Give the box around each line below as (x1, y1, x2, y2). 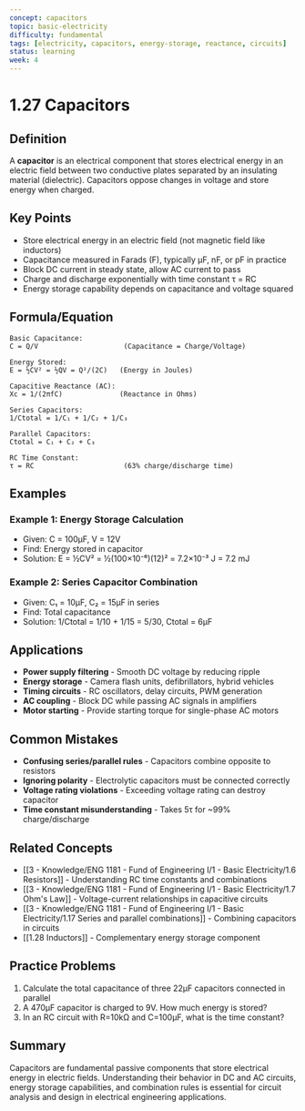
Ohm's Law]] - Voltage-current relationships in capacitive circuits (22, 893, 269, 904)
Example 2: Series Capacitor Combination (9, 576, 198, 588)
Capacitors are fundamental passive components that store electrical (9, 1062, 269, 1073)
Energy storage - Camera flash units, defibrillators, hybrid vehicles (22, 676, 275, 688)
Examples (9, 486, 66, 502)
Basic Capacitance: (9, 333, 84, 342)
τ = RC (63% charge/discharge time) (9, 461, 234, 470)
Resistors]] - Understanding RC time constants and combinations (22, 874, 268, 885)
